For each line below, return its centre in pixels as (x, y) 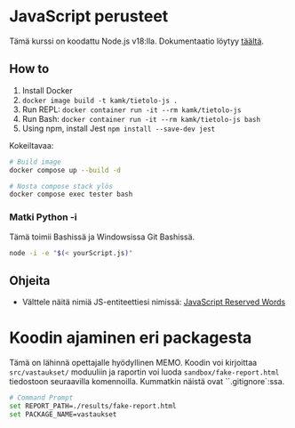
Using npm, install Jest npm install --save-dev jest (119, 128)
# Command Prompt (41, 398)
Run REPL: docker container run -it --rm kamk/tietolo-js (132, 109)
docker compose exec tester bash (71, 194)
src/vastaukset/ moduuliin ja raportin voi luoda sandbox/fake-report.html (144, 372)
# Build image (36, 162)
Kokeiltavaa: (32, 145)
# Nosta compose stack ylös (61, 186)
